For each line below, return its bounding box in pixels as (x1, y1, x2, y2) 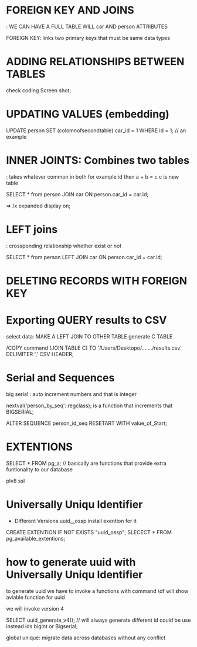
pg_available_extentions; (6, 535, 66, 542)
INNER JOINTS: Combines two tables (6, 154, 189, 167)
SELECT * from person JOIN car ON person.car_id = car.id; (6, 190, 148, 197)
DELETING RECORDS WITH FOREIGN (6, 274, 188, 287)
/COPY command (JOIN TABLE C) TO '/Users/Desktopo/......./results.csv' (6, 344, 182, 351)
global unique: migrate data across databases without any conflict (6, 634, 166, 641)
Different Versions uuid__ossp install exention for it (14, 517, 137, 524)
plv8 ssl (6, 477, 25, 484)
